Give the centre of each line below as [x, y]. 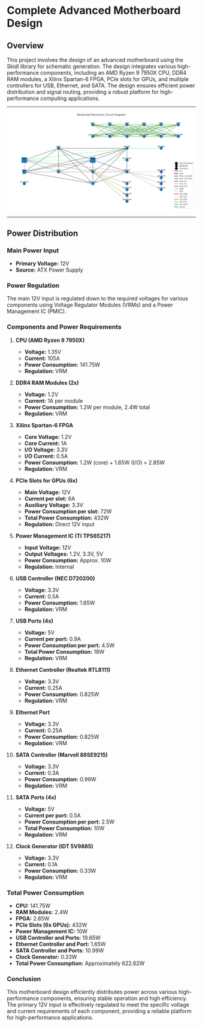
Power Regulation [33, 285]
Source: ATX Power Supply [49, 270]
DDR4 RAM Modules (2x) [47, 382]
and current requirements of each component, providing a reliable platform [99, 1011]
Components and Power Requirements [64, 327]
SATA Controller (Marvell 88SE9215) [62, 755]
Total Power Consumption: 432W [67, 518]
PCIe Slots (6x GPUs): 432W [51, 925]
